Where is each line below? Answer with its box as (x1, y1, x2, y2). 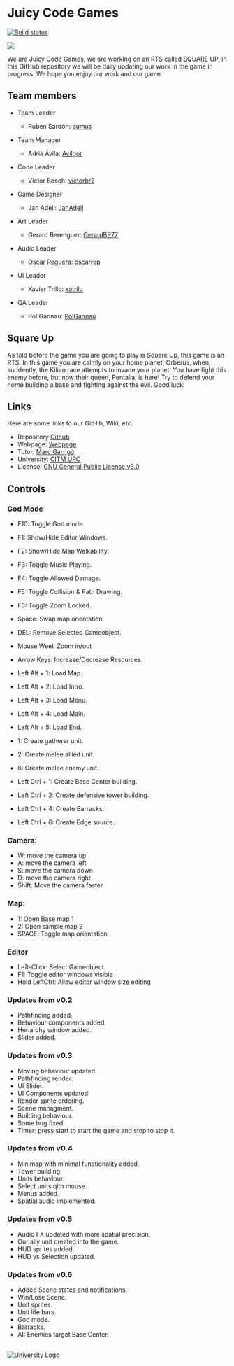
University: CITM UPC (17, 455, 81, 463)
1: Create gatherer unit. (17, 737, 84, 745)
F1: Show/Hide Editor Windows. (17, 533, 108, 542)
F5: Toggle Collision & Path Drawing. (17, 588, 123, 596)
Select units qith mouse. (17, 1181, 87, 1190)
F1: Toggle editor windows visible (17, 970, 113, 978)
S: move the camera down (17, 866, 93, 875)
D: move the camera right (17, 873, 91, 882)
